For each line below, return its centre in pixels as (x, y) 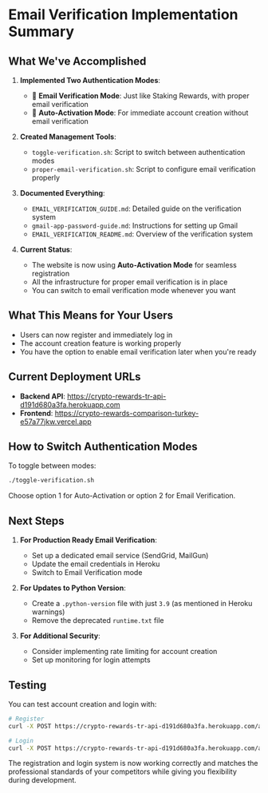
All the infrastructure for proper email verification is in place (130, 282)
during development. (43, 780)
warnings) (48, 612)
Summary (41, 32)
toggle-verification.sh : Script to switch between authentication (138, 152)
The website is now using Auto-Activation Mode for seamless (134, 265)
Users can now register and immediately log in (96, 335)
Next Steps (36, 521)
